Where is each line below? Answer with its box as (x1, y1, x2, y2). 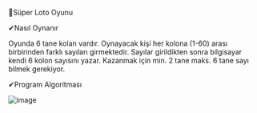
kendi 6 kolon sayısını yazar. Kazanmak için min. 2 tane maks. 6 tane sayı (8, 56, 250, 65)
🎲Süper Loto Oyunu (8, 8, 74, 17)
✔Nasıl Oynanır (8, 23, 58, 32)
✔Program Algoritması (8, 80, 82, 89)
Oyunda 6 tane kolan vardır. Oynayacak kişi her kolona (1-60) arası (8, 38, 228, 48)
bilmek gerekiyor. (8, 64, 66, 74)
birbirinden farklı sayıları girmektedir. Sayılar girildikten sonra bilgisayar (8, 47, 243, 56)
